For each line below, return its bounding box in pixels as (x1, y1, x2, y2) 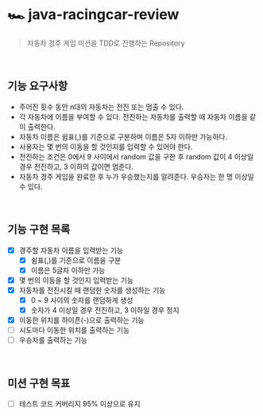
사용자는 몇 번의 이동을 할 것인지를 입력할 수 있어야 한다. (18, 142, 193, 151)
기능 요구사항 (7, 80, 68, 93)
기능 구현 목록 (7, 223, 71, 237)
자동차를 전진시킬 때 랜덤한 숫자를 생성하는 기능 (18, 285, 166, 295)
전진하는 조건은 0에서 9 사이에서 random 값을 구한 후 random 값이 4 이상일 (18, 151, 254, 161)
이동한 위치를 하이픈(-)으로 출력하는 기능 (18, 316, 145, 324)
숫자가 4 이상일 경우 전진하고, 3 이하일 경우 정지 (30, 305, 180, 315)
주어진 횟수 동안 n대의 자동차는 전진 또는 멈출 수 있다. (18, 102, 184, 112)
